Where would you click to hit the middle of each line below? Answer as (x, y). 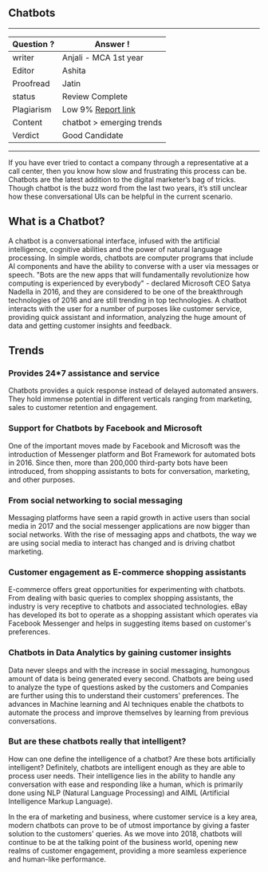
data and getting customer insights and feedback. (90, 326)
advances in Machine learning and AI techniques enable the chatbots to (126, 704)
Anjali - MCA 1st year (103, 57)
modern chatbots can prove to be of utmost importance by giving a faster (129, 825)
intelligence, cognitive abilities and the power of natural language (115, 249)
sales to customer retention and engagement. (83, 408)
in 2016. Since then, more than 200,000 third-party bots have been (118, 463)
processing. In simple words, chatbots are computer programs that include (131, 258)
